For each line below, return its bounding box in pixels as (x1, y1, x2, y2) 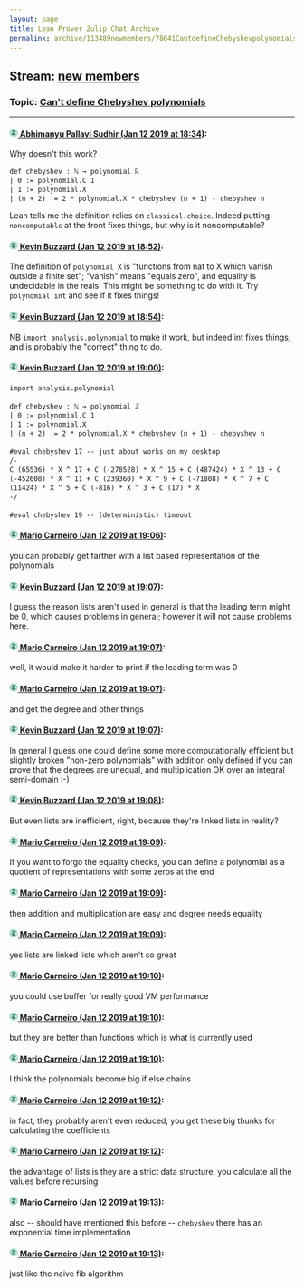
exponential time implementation (9, 1226, 131, 1237)
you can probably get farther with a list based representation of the (9, 551, 260, 562)
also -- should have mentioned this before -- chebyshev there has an (9, 1216, 263, 1227)
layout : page (9, 14, 59, 24)
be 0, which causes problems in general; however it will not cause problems (9, 611, 292, 622)
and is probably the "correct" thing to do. (9, 341, 163, 352)
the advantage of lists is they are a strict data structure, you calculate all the (9, 1166, 292, 1177)
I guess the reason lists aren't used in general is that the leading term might (9, 601, 290, 612)
